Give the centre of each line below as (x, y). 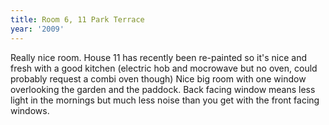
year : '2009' (37, 29)
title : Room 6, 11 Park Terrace (77, 19)
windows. (30, 110)
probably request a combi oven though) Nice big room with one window (158, 78)
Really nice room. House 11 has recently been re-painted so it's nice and (159, 57)
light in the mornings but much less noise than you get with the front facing (165, 100)
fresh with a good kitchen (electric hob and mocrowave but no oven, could (164, 68)
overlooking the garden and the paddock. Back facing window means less (163, 89)
